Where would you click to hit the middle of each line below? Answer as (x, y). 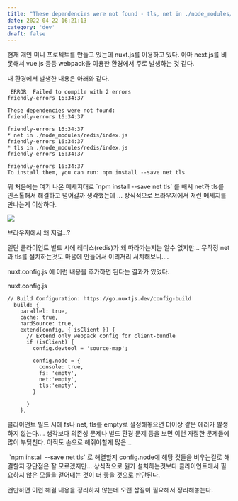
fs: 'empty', (58, 373)
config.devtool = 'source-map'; (81, 349)
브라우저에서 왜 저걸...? (39, 233)
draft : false (27, 34)
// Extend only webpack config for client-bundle (101, 336)
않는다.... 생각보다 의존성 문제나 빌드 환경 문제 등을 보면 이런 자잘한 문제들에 (125, 434)
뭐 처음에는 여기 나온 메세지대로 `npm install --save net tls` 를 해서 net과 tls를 (116, 187)
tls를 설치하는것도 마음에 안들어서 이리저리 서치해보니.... (92, 257)
